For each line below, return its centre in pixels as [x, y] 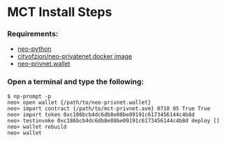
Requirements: [33, 34]
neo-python [34, 49]
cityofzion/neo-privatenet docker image [75, 56]
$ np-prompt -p [29, 96]
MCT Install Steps [60, 12]
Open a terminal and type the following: [76, 82]
